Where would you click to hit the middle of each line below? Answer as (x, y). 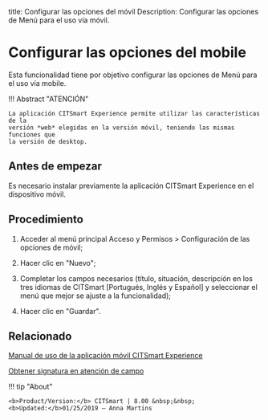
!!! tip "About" (30, 387)
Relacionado (40, 336)
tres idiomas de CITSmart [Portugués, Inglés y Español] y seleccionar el (139, 287)
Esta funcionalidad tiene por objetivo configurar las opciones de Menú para (133, 75)
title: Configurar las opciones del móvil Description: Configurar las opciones (134, 12)
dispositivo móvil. (37, 194)
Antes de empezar (55, 167)
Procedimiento (46, 220)
